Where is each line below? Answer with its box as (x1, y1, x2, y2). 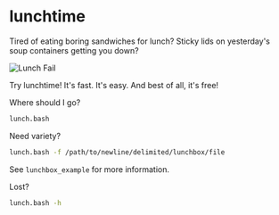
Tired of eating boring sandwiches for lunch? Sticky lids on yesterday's (9, 36, 270, 46)
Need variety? (9, 130, 61, 141)
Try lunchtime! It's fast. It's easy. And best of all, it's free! (9, 79, 219, 90)
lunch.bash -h (9, 198, 62, 207)
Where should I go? (9, 96, 81, 108)
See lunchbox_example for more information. (9, 163, 170, 175)
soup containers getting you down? (9, 45, 140, 55)
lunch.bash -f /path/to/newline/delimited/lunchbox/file (9, 147, 226, 157)
